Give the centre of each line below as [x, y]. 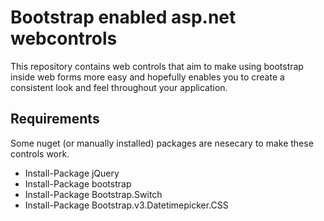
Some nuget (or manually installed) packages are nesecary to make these [162, 143]
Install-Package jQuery [72, 173]
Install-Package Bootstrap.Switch [93, 194]
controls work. [40, 153]
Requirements [55, 119]
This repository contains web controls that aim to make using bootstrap [157, 66]
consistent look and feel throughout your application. [119, 87]
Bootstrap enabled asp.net [123, 17]
